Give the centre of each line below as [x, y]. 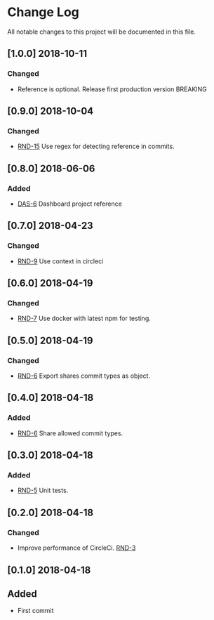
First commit [35, 611]
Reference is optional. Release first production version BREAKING [112, 89]
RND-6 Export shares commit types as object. [84, 376]
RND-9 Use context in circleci [60, 261]
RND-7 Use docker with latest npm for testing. [84, 318]
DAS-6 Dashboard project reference [70, 204]
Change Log [43, 12]
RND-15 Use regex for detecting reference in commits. [96, 146]
